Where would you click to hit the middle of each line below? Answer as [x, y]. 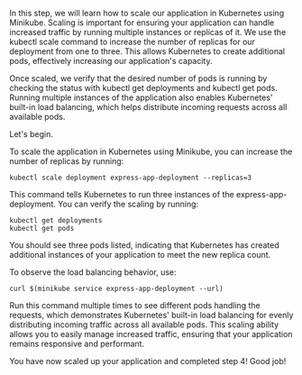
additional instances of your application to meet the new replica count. [140, 255]
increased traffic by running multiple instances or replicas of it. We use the [148, 32]
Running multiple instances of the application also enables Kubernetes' [141, 97]
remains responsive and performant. [77, 343]
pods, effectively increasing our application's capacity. [111, 61]
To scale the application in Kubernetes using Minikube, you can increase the [151, 151]
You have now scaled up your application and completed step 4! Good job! [148, 361]
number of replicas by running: [67, 161]
